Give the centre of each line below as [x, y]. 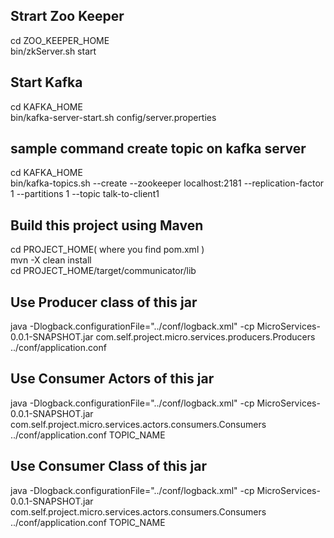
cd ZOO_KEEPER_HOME [60, 40]
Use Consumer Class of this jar [108, 466]
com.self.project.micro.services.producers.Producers [205, 337]
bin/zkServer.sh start [53, 51]
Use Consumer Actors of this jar [112, 379]
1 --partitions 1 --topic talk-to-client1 [85, 194]
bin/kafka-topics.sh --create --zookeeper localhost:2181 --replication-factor [167, 183]
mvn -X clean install [51, 260]
